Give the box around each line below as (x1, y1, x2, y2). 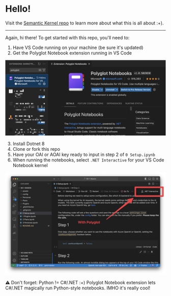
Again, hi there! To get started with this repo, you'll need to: (5, 34, 130, 41)
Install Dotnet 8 (12, 141, 45, 147)
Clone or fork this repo (12, 146, 60, 152)
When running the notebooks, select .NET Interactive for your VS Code (12, 157, 164, 163)
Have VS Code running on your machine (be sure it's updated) (12, 44, 144, 50)
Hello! (5, 3, 31, 15)
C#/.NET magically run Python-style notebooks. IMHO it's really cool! (5, 285, 151, 291)
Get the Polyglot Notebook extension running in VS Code (12, 49, 132, 56)
